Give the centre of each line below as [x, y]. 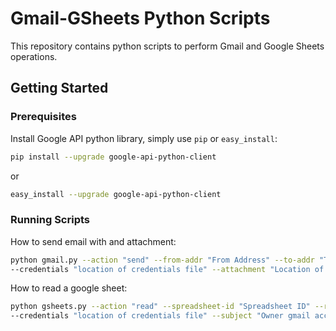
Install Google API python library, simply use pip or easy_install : [144, 138]
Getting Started [59, 88]
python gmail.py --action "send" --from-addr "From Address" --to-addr [162, 260]
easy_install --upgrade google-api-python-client [116, 194]
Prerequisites [43, 117]
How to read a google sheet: [69, 288]
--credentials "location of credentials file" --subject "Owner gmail [160, 316]
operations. [34, 56]
